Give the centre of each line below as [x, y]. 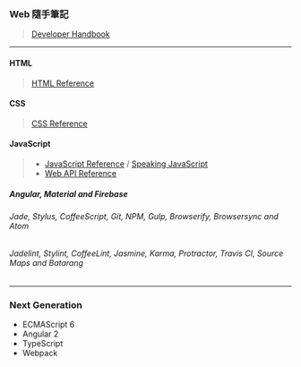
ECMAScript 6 [48, 325]
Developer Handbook [70, 34]
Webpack [40, 353]
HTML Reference [63, 83]
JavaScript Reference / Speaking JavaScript [126, 164]
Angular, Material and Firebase [69, 193]
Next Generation [46, 305]
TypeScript [43, 344]
